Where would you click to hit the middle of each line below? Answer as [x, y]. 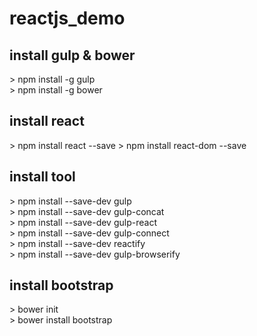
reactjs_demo [67, 18]
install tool [42, 177]
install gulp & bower [72, 55]
